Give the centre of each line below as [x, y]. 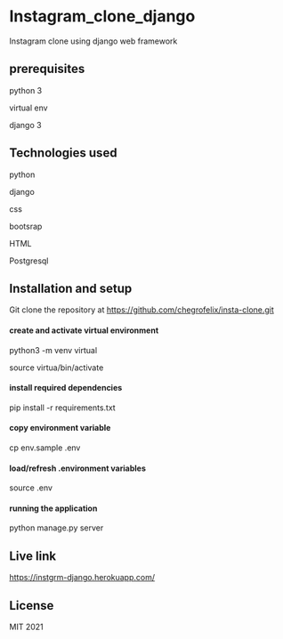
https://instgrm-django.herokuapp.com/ [82, 578]
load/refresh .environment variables [78, 468]
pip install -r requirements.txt [62, 408]
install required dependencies [66, 388]
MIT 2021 [26, 627]
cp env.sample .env [45, 448]
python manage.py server [57, 528]
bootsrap [26, 226]
